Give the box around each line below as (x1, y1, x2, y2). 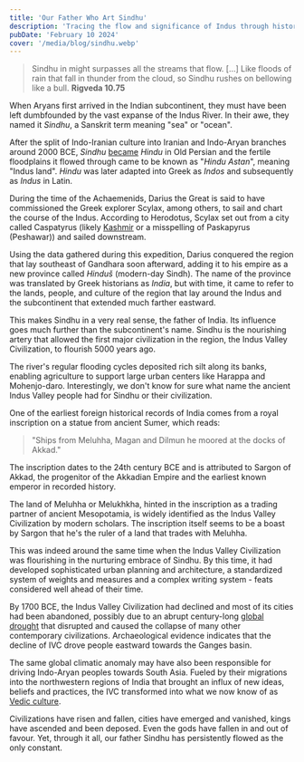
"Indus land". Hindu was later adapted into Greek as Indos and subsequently (9, 166, 294, 177)
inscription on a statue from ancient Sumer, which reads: (9, 418, 221, 429)
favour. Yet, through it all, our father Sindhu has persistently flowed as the (9, 733, 284, 744)
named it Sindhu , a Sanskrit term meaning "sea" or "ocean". (9, 120, 233, 130)
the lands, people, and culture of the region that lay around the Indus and (9, 287, 282, 299)
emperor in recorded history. (9, 481, 116, 492)
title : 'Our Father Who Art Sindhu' (9, 13, 147, 23)
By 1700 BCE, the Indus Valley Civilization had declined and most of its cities (9, 602, 294, 612)
